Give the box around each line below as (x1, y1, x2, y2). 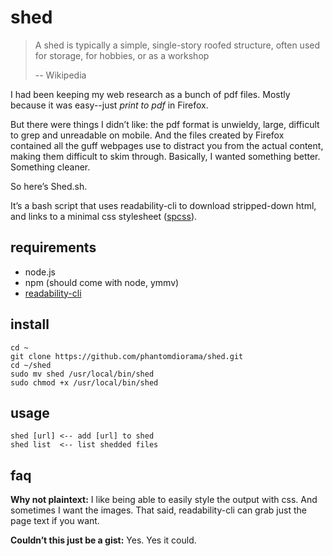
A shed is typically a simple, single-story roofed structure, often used (34, 39, 321, 51)
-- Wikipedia (34, 69, 87, 81)
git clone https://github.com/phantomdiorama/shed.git (10, 351, 244, 361)
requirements (10, 239, 97, 256)
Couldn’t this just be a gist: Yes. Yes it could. (10, 534, 197, 546)
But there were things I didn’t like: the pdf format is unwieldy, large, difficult (10, 118, 320, 130)
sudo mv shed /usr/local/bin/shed (10, 369, 155, 379)
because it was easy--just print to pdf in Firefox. (10, 99, 209, 111)
